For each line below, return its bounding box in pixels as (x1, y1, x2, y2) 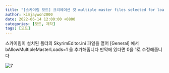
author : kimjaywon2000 (5, 12, 53, 17)
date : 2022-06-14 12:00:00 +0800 (5, 16, 76, 21)
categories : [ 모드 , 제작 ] (5, 21, 55, 26)
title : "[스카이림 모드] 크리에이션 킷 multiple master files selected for (5, 7, 155, 12)
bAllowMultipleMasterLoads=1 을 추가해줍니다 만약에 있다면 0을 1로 (5, 46, 141, 52)
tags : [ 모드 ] (5, 26, 31, 31)
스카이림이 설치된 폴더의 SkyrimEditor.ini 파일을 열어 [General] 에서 (5, 40, 139, 46)
